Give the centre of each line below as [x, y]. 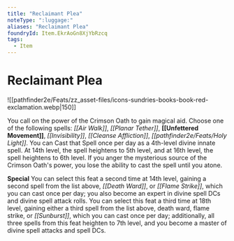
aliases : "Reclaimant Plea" [48, 26]
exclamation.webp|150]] [42, 107]
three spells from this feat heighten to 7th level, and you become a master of [117, 223]
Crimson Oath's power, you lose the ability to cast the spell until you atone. [115, 165]
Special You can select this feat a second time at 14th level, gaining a [107, 178]
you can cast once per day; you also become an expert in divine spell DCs [114, 193]
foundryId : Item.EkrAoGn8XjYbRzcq [58, 33]
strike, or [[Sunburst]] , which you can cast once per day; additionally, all [111, 215]
